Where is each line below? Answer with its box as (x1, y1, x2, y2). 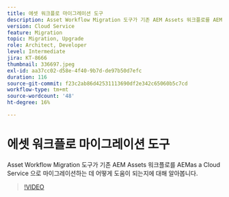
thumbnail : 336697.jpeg (7, 61, 75, 68)
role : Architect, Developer (7, 42, 87, 49)
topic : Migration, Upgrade (7, 36, 84, 42)
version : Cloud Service (7, 23, 75, 29)
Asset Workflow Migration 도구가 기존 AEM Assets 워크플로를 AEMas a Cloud (7, 160, 221, 168)
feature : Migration (7, 29, 63, 36)
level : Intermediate (7, 49, 66, 55)
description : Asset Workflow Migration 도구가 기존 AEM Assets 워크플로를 (7, 16, 211, 23)
